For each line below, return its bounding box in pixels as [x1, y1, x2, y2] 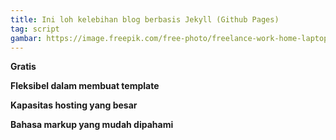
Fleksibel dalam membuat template [10, 80, 160, 92]
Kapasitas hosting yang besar [10, 99, 138, 111]
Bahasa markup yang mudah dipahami [10, 119, 174, 131]
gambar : [10, 33, 43, 43]
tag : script [10, 24, 60, 34]
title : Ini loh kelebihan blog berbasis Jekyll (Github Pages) [10, 14, 280, 25]
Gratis [10, 61, 37, 73]
